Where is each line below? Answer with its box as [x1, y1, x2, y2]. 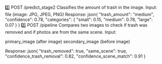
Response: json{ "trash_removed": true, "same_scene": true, [5, 48, 128, 54]
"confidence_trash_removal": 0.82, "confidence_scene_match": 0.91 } [5, 53, 146, 59]
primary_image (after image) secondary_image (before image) [5, 39, 130, 44]
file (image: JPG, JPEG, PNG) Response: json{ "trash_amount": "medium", [5, 12, 155, 17]
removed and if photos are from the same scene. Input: [5, 29, 117, 35]
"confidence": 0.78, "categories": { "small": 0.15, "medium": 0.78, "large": [5, 17, 153, 22]
